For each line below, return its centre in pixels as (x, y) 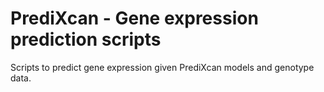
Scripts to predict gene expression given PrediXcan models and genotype (162, 67)
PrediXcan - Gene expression (134, 18)
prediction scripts (86, 39)
